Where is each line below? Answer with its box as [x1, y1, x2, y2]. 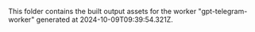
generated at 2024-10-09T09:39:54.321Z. [36, 15, 173, 24]
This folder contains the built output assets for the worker [8, 7, 197, 16]
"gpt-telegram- [198, 7, 248, 16]
